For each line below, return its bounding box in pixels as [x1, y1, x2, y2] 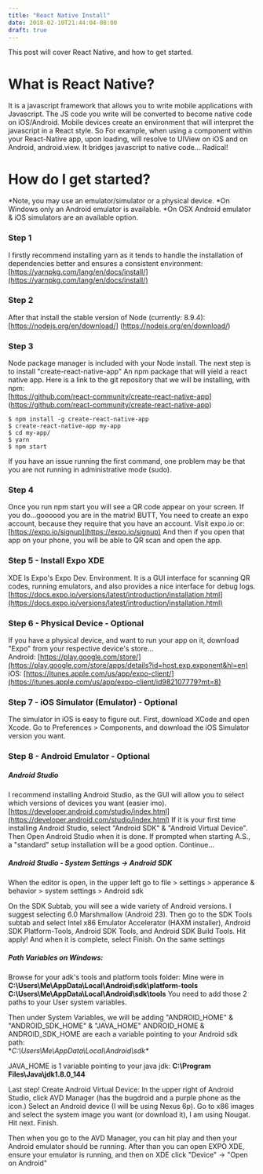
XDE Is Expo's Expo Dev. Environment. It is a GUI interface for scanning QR [8, 573, 250, 582]
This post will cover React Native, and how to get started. [8, 48, 194, 57]
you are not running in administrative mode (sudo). [8, 465, 172, 475]
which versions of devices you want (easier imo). [8, 798, 167, 808]
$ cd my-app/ [8, 429, 51, 437]
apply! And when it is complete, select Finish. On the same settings [8, 935, 225, 944]
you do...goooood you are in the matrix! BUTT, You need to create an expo [8, 511, 249, 520]
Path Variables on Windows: [8, 953, 104, 962]
